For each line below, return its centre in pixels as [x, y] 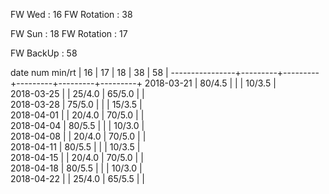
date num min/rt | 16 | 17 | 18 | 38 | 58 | [89, 72]
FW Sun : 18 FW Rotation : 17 [69, 33]
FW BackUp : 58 [44, 53]
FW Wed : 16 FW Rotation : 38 [71, 14]
